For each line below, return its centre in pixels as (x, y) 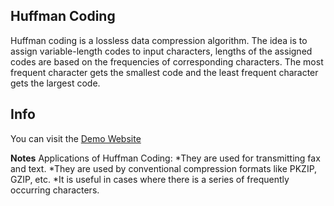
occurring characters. (55, 190)
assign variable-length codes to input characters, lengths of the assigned (161, 51)
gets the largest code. (55, 83)
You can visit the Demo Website (76, 138)
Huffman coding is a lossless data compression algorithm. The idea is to (159, 40)
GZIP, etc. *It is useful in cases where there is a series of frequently (150, 179)
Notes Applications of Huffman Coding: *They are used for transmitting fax (165, 158)
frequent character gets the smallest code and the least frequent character (164, 72)
